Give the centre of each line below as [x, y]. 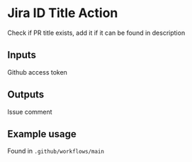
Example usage [42, 134]
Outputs [26, 95]
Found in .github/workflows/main [56, 151]
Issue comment [30, 112]
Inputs [22, 55]
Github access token [37, 72]
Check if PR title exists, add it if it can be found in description [96, 33]
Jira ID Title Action [63, 13]
